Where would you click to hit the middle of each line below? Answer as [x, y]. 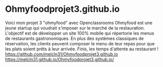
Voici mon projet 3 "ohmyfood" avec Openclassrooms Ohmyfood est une [79, 23]
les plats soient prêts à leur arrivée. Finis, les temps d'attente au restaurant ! [82, 49]
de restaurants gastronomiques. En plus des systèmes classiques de [74, 38]
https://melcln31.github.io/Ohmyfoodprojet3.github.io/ [60, 59]
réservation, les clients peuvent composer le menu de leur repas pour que [80, 43]
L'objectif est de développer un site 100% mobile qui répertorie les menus [80, 33]
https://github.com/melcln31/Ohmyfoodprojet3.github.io [62, 54]
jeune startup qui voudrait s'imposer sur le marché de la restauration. [75, 28]
